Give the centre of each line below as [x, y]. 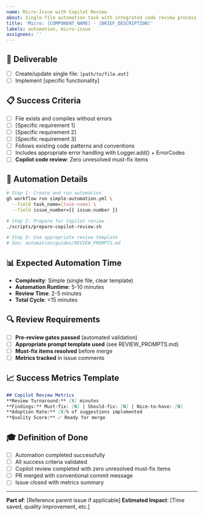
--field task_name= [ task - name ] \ [54, 204]
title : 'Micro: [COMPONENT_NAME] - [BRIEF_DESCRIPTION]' [80, 23]
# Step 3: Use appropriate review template [62, 237]
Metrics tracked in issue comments [60, 358]
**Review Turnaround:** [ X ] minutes [53, 401]
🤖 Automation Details [47, 179]
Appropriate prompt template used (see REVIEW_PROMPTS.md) [97, 344]
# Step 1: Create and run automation [54, 193]
